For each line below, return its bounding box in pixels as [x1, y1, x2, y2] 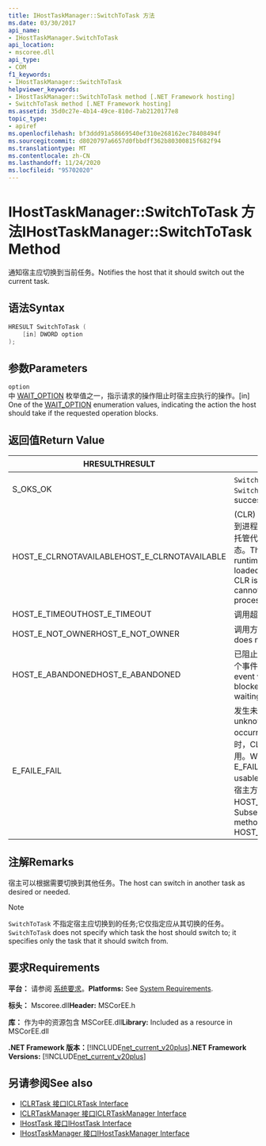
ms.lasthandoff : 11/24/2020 [8, 159, 101, 167]
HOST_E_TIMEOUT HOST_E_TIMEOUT [12, 608, 152, 619]
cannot [234, 584, 260, 596]
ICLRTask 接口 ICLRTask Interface [19, 1099, 129, 1109]
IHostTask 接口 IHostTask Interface [19, 1119, 132, 1129]
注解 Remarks [8, 856, 74, 869]
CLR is [234, 575, 258, 585]
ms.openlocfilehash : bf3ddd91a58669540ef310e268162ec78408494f [8, 129, 222, 137]
